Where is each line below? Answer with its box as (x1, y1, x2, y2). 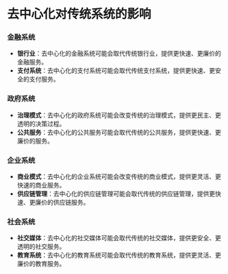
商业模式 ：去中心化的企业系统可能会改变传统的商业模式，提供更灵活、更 (16, 172, 221, 181)
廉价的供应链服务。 (35, 198, 90, 207)
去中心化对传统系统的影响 (7, 6, 152, 22)
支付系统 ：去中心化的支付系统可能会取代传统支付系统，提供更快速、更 (16, 67, 216, 75)
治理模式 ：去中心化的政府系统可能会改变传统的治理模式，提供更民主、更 (16, 111, 221, 119)
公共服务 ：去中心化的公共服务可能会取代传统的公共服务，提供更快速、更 (16, 128, 221, 136)
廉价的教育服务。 (16, 260, 66, 268)
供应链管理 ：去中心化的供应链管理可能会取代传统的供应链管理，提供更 (16, 190, 216, 198)
